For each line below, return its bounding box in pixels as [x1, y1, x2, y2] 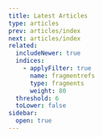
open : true [15, 117, 52, 125]
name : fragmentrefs [29, 72, 95, 80]
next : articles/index [8, 34, 81, 43]
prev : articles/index [8, 27, 81, 35]
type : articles [8, 19, 60, 27]
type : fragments [29, 79, 84, 87]
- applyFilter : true [23, 64, 92, 73]
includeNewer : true [15, 49, 81, 57]
